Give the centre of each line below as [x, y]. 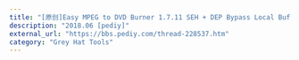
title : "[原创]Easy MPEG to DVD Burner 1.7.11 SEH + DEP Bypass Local [142, 17]
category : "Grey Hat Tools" [62, 42]
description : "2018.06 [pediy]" [69, 26]
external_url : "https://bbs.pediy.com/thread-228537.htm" [119, 34]
